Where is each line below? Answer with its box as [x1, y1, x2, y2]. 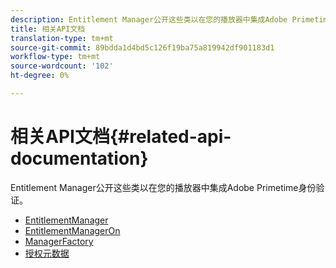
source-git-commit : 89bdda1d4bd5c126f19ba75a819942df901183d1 [10, 42, 275, 53]
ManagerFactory [24, 235, 94, 247]
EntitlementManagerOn [24, 224, 121, 236]
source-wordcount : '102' [10, 61, 114, 71]
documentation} [10, 147, 149, 170]
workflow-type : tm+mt [10, 52, 101, 62]
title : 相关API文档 [10, 24, 86, 34]
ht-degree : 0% [10, 71, 70, 81]
